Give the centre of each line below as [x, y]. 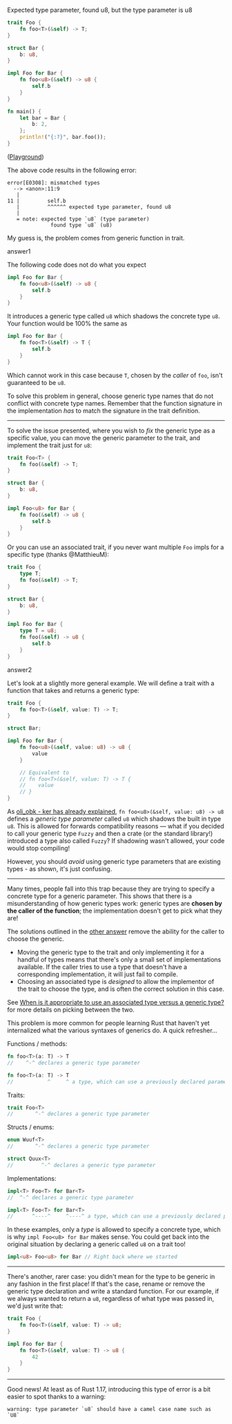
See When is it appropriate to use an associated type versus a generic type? [116, 1002]
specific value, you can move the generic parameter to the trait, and [104, 437]
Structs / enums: [31, 1127]
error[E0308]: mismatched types [54, 182]
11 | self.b [37, 201]
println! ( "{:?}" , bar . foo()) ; [63, 137]
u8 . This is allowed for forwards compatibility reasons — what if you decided [116, 826]
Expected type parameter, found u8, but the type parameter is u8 [100, 10]
